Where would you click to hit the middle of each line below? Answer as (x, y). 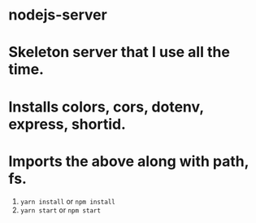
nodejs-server (58, 15)
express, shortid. (67, 124)
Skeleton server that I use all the (119, 52)
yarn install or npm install (67, 201)
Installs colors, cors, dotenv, (106, 107)
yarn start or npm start (61, 210)
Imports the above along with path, (129, 161)
